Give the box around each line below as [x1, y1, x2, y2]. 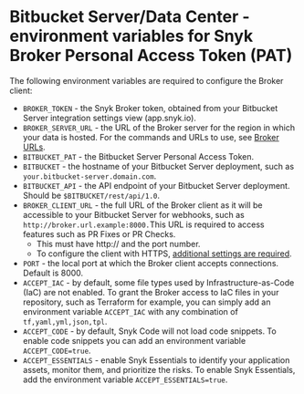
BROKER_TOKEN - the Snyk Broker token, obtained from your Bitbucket [22, 102, 278, 113]
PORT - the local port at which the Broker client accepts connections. [22, 257, 279, 268]
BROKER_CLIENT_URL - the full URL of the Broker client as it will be [22, 199, 263, 211]
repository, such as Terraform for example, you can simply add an [22, 296, 271, 307]
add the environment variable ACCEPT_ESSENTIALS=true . [22, 374, 228, 385]
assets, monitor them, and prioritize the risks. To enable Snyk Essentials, [22, 364, 296, 375]
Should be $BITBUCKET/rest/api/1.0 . [22, 190, 161, 201]
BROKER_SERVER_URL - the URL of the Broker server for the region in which [22, 121, 295, 133]
